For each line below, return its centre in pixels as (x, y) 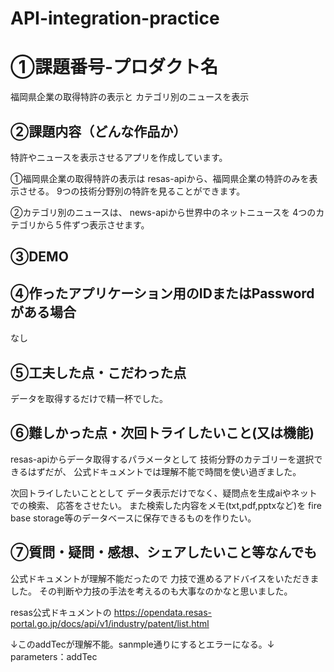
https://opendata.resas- (162, 612)
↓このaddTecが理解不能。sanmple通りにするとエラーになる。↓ (142, 644)
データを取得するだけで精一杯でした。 (89, 398)
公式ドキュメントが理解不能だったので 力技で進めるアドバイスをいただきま (165, 578)
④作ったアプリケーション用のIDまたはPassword (162, 293)
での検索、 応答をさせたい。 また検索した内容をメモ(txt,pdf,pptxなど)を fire (166, 505)
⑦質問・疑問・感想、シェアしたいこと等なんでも (164, 552)
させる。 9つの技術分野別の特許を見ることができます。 (132, 191)
